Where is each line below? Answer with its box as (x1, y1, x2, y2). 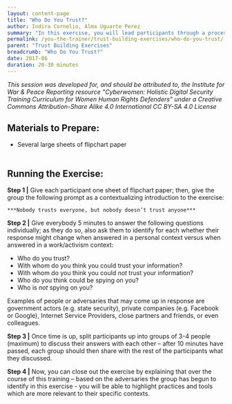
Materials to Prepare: (7, 122, 100, 134)
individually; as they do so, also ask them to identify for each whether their (7, 226, 220, 234)
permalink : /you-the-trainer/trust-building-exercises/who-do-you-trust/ (7, 36, 224, 43)
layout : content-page (7, 10, 70, 17)
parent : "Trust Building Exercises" (7, 42, 113, 49)
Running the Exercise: (7, 168, 104, 179)
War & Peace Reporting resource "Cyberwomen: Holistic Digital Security (7, 88, 213, 96)
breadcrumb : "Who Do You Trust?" (7, 49, 104, 56)
